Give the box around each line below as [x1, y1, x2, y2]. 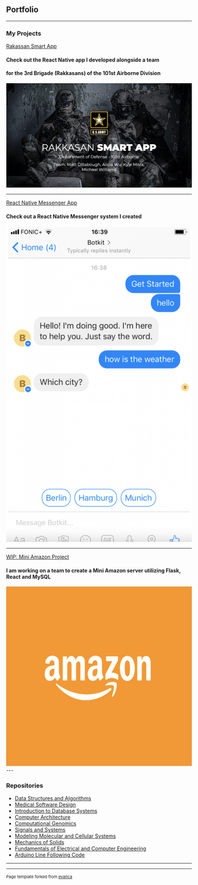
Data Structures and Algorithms [14, 795, 91, 802]
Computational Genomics [14, 820, 77, 827]
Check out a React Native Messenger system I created [6, 213, 142, 220]
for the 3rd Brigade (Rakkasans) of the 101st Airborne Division [6, 70, 161, 77]
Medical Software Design [14, 801, 77, 808]
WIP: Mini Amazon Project [6, 554, 70, 561]
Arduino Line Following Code [14, 851, 85, 858]
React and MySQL [6, 573, 51, 580]
